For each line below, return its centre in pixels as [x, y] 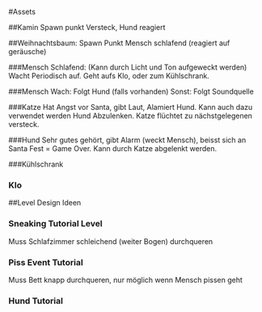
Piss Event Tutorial [46, 262]
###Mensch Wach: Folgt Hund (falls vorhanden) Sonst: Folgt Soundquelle [131, 91]
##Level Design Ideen [45, 203]
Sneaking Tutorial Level [55, 224]
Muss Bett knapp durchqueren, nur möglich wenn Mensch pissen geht [125, 280]
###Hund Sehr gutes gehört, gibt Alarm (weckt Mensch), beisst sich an [127, 140]
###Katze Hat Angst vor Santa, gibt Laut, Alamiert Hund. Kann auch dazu [131, 107]
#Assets [22, 12]
